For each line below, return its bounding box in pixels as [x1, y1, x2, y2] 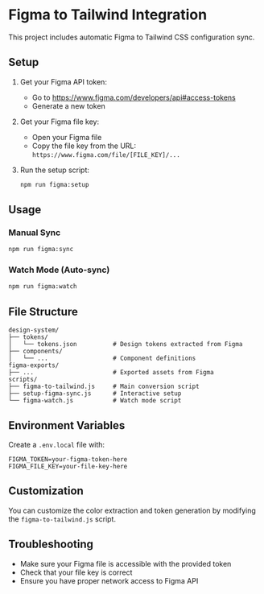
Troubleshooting [8, 538, 94, 551]
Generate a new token [31, 101, 106, 110]
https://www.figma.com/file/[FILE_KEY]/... [31, 151, 181, 159]
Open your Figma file [31, 132, 102, 142]
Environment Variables [8, 419, 126, 432]
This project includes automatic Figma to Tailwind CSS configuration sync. [8, 32, 255, 42]
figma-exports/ [8, 361, 60, 369]
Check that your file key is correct [19, 567, 133, 577]
